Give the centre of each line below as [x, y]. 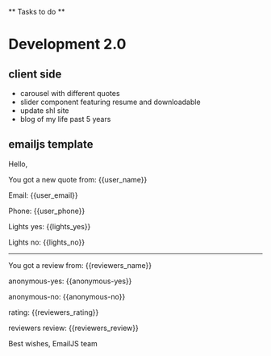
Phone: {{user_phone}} [47, 211]
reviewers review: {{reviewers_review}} [73, 328]
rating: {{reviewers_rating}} [54, 312]
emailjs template [51, 144]
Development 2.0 [67, 44]
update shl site [45, 111]
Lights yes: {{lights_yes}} [50, 226]
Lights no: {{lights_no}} [47, 242]
